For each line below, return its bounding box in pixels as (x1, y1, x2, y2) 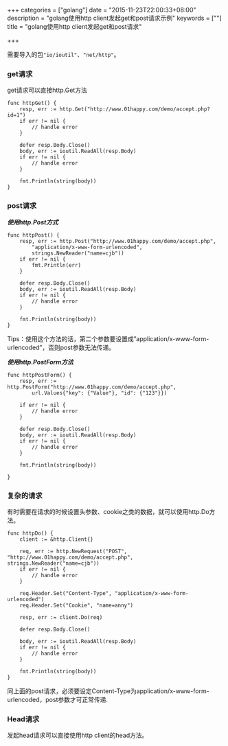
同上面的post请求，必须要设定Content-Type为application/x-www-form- (7, 686, 209, 695)
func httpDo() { (7, 530, 54, 537)
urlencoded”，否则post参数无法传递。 (7, 343, 115, 351)
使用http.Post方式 (7, 218, 58, 226)
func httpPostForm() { (7, 371, 72, 378)
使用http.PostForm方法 (7, 358, 73, 366)
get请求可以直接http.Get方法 (7, 86, 87, 95)
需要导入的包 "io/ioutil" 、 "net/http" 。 (7, 51, 120, 58)
